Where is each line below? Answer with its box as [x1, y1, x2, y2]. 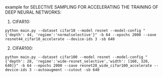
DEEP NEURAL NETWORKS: [5, 9, 62, 15]
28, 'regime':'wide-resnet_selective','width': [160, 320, [26, 59, 150, 64]
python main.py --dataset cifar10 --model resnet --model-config [5, 28, 141, 33]
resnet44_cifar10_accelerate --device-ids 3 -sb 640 [5, 37, 115, 41]
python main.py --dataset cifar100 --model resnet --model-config [5, 55, 143, 59]
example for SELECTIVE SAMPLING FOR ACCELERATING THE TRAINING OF [5, 4, 159, 10]
